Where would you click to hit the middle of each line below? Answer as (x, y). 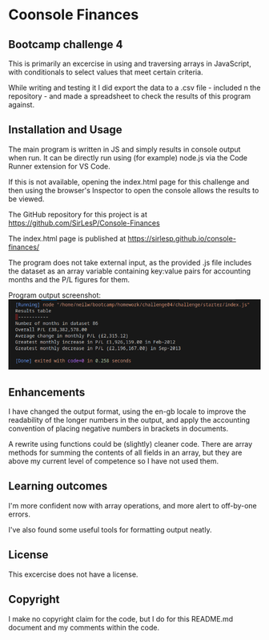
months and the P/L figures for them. (69, 279)
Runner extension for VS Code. (59, 166)
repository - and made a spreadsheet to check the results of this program (130, 96)
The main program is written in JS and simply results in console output (124, 149)
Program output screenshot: (55, 295)
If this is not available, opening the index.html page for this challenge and (129, 181)
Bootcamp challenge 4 (66, 45)
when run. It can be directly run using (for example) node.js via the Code (128, 157)
